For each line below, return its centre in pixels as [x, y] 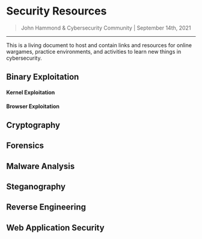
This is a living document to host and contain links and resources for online [99, 45]
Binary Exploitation [43, 77]
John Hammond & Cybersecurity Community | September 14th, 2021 [106, 28]
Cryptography [33, 125]
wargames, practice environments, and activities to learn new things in [94, 51]
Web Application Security [55, 228]
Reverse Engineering [46, 207]
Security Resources [57, 11]
